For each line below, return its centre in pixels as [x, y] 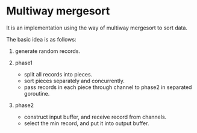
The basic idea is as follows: [41, 39]
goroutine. [37, 93]
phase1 [24, 63]
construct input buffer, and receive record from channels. [95, 117]
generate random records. [47, 51]
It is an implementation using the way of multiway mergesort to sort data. [97, 28]
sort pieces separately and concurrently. [74, 81]
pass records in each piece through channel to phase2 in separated [108, 87]
